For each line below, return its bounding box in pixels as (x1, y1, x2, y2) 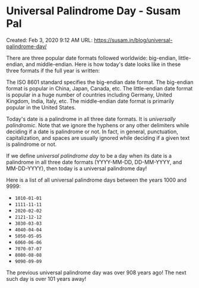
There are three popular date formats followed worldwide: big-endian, (6, 54, 177, 61)
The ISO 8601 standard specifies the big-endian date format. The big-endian (6, 79, 194, 86)
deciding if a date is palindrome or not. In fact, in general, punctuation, (6, 128, 178, 135)
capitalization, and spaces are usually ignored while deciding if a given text (6, 134, 190, 141)
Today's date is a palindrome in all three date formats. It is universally (6, 115, 176, 123)
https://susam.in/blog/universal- (94, 36, 173, 43)
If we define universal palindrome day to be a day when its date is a (6, 152, 172, 159)
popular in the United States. (6, 104, 76, 111)
